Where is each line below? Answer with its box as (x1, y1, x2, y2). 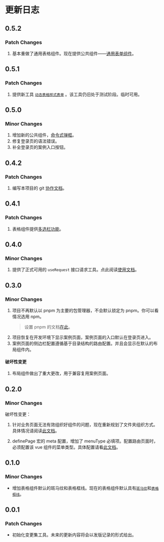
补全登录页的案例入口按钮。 (12, 145, 68, 150)
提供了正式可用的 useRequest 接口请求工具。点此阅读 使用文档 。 (12, 267, 140, 272)
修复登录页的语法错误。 (12, 138, 60, 144)
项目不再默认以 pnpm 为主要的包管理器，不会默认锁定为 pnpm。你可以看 (12, 308, 159, 313)
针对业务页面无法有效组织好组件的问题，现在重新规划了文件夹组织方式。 (12, 421, 158, 427)
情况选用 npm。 (12, 313, 44, 319)
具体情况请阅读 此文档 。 (12, 428, 60, 434)
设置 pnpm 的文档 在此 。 (24, 324, 73, 330)
